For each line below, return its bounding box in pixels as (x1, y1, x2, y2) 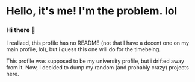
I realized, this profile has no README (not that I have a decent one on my (6, 39, 190, 46)
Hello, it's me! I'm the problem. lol (6, 4, 178, 18)
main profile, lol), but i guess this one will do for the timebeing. (6, 46, 161, 53)
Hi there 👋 (6, 26, 36, 34)
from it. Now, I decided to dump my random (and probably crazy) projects (6, 64, 190, 71)
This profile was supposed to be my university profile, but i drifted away (6, 57, 185, 65)
